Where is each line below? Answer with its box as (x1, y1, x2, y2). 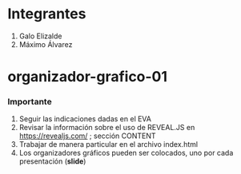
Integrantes (7, 5, 86, 23)
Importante (7, 97, 53, 108)
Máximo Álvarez (18, 39, 73, 49)
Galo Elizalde (18, 31, 62, 41)
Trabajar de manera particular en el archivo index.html (18, 140, 198, 149)
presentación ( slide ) (18, 156, 86, 166)
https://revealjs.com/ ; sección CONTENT (18, 131, 157, 140)
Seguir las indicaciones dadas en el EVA (18, 114, 151, 124)
